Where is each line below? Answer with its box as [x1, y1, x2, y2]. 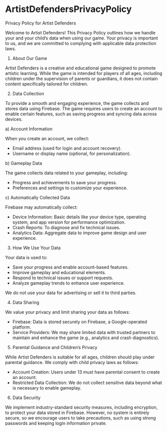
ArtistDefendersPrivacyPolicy [5, 3, 132, 15]
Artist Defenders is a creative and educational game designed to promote [5, 65, 156, 71]
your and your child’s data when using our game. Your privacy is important [5, 35, 158, 41]
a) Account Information [5, 126, 53, 132]
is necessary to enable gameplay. [12, 385, 81, 391]
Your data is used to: [5, 254, 48, 260]
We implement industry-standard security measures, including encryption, [5, 404, 158, 410]
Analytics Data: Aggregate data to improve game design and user [12, 230, 147, 236]
